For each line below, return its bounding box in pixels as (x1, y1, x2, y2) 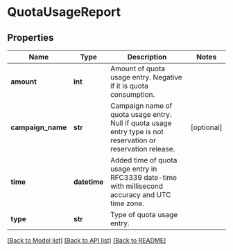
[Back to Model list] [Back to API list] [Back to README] (7, 236, 166, 244)
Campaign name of (110, 101, 173, 111)
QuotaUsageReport (7, 4, 121, 20)
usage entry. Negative (110, 73, 182, 82)
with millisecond (110, 181, 164, 191)
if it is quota (110, 81, 149, 91)
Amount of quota (110, 64, 165, 73)
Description (127, 53, 167, 62)
